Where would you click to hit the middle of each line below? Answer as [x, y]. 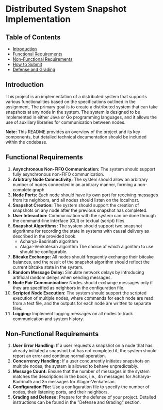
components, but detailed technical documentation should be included [76, 137]
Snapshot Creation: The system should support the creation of [76, 205]
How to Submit [27, 64]
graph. [39, 189]
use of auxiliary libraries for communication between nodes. [65, 122]
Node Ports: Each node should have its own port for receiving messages [85, 195]
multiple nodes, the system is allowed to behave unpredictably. [75, 366]
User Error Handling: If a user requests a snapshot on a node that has [82, 345]
